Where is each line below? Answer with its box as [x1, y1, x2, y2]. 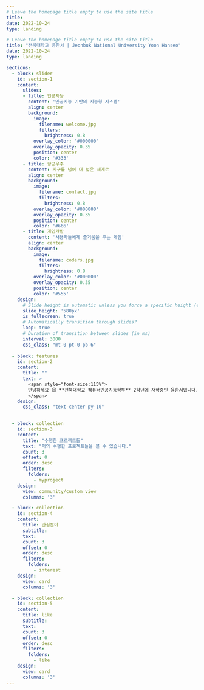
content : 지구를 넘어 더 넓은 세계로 [28, 167, 109, 173]
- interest [33, 567, 61, 573]
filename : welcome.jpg [38, 121, 97, 128]
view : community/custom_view [22, 488, 97, 494]
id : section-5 [17, 601, 53, 607]
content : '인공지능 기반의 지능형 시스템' [28, 98, 120, 105]
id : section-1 [17, 76, 53, 82]
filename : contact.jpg [38, 189, 97, 195]
